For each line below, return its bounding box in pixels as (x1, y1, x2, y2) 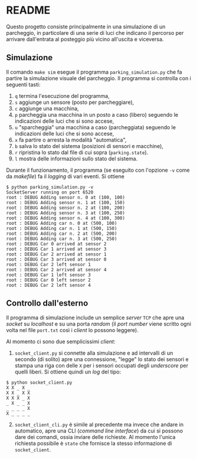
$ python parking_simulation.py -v (6, 184, 94, 190)
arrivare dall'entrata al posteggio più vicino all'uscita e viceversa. (6, 35, 164, 42)
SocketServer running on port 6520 (6, 189, 94, 195)
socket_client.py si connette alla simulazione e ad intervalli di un (14, 349, 173, 356)
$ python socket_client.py (6, 379, 73, 385)
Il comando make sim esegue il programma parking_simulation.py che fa (6, 68, 182, 76)
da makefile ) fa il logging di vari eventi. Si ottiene (6, 172, 125, 180)
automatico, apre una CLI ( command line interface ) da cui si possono (14, 427, 183, 434)
